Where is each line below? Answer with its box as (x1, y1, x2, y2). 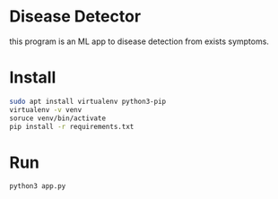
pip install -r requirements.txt (9, 122, 135, 131)
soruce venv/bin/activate (9, 114, 106, 123)
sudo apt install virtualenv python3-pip (9, 97, 167, 106)
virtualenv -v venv (9, 105, 83, 114)
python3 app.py (9, 182, 66, 191)
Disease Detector (9, 6, 142, 27)
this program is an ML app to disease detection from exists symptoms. (9, 36, 269, 47)
